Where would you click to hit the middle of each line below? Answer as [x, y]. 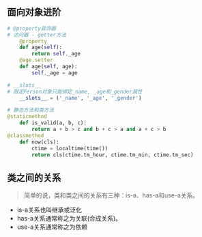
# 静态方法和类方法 [31, 110]
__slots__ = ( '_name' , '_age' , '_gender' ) [81, 98]
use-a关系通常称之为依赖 [52, 227]
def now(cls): [39, 142]
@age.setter [36, 60]
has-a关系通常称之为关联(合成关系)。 [69, 219]
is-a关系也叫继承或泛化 [49, 210]
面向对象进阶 [34, 12]
